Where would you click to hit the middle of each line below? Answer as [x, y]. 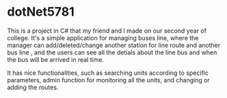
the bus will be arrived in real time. [56, 59]
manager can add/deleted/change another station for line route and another [114, 45]
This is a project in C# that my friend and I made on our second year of [107, 31]
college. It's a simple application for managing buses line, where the [103, 37]
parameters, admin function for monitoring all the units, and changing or [108, 80]
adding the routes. [33, 87]
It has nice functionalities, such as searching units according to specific [108, 73]
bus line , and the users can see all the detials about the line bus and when [112, 52]
